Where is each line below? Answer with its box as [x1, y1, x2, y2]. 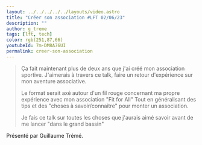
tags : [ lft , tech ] [6, 31, 52, 37]
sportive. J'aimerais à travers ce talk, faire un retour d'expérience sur [21, 71, 193, 79]
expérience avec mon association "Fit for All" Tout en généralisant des [21, 95, 197, 103]
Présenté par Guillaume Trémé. [6, 132, 83, 139]
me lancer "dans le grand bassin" [21, 120, 104, 127]
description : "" [6, 20, 47, 26]
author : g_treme [6, 25, 47, 32]
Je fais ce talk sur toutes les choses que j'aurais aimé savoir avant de [21, 114, 194, 121]
